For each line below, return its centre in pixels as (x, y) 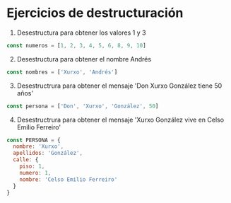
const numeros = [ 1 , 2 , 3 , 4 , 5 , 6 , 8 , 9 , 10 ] (76, 45)
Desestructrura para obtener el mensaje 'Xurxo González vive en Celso (120, 120)
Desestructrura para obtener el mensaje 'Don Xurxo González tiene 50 (119, 86)
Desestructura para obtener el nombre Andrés (84, 59)
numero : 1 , (35, 173)
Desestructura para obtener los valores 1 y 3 (81, 33)
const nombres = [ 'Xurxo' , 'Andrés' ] (62, 72)
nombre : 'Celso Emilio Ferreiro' (69, 179)
